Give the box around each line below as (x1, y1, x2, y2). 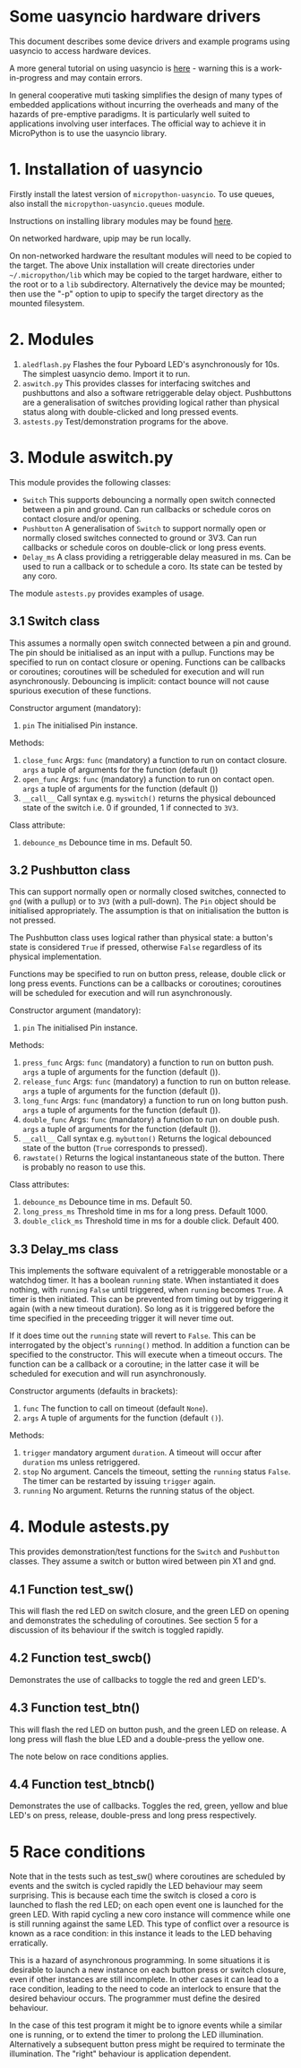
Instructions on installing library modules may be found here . (9, 215, 234, 226)
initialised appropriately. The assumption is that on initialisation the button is (9, 905, 289, 916)
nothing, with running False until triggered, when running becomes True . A (9, 1284, 284, 1295)
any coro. (21, 571, 58, 581)
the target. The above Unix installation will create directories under (9, 260, 255, 270)
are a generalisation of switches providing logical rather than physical (21, 397, 279, 408)
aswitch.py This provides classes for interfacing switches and (21, 378, 251, 389)
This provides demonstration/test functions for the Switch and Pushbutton (9, 1547, 280, 1557)
